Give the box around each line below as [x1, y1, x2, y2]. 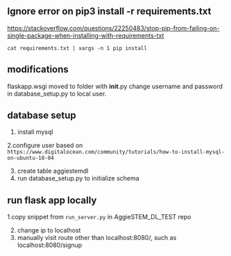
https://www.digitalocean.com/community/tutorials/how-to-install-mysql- [7, 148, 225, 155]
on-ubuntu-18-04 [7, 155, 54, 162]
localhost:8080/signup [17, 241, 83, 249]
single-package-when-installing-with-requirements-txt [7, 31, 164, 40]
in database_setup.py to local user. [7, 89, 107, 98]
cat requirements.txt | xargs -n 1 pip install [7, 44, 148, 51]
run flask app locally [7, 194, 97, 206]
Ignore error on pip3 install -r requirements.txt [7, 6, 212, 17]
